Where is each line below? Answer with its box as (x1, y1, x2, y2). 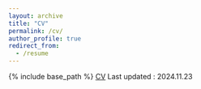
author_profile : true (8, 34, 82, 43)
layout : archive (8, 11, 63, 20)
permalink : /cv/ (8, 27, 63, 35)
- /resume (15, 49, 49, 57)
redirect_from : (8, 42, 60, 50)
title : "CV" (8, 19, 49, 28)
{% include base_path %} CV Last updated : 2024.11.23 (8, 72, 193, 81)
